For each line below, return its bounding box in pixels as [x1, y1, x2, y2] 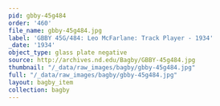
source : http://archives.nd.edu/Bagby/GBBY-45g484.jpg [8, 57, 196, 65]
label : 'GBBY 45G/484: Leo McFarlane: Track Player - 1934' [8, 33, 214, 42]
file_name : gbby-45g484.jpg [8, 26, 103, 34]
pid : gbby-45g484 [8, 11, 67, 20]
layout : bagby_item [8, 78, 74, 86]
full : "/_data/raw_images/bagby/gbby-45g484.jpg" [8, 71, 178, 79]
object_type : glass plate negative [8, 49, 128, 57]
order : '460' [8, 19, 52, 27]
